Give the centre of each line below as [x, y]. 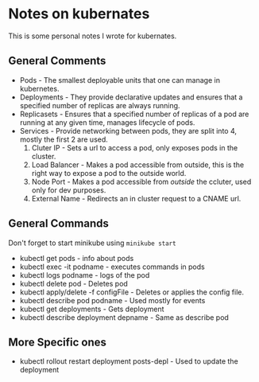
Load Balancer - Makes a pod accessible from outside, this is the [138, 165]
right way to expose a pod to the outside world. [109, 173]
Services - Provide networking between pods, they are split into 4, [128, 131]
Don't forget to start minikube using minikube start [92, 243]
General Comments [57, 61]
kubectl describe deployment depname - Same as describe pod [124, 317]
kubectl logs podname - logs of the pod [85, 275]
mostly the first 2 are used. [64, 139]
